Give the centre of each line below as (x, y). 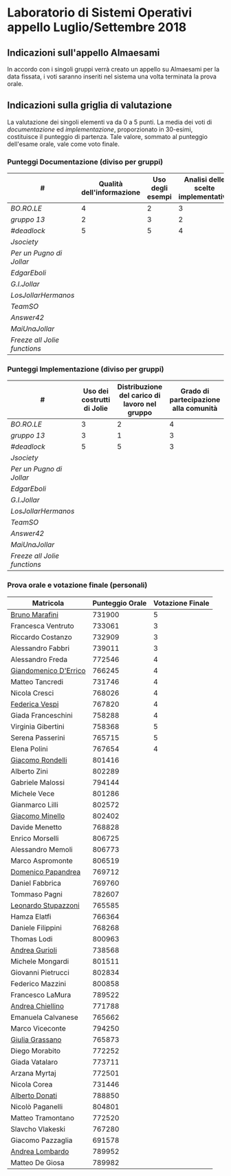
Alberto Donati (34, 1095)
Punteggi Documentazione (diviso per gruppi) (85, 162)
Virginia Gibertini (37, 726)
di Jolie (96, 409)
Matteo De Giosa (37, 1162)
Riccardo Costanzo (41, 637)
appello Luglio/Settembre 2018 (97, 27)
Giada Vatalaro (34, 1062)
